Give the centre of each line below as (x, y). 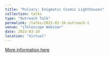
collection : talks (23, 14)
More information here (27, 50)
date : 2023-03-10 (22, 32)
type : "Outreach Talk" (28, 18)
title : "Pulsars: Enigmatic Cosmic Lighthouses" (55, 9)
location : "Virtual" (26, 36)
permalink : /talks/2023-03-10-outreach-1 (47, 23)
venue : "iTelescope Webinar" (34, 27)
